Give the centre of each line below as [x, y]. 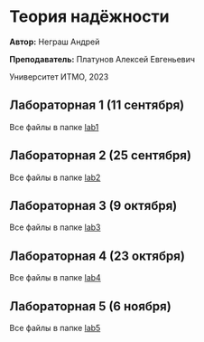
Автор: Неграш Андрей [55, 42]
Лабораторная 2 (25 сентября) [101, 156]
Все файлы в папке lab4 [55, 278]
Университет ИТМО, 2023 [59, 76]
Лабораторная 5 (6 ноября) [90, 306]
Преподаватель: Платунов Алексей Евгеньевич [102, 59]
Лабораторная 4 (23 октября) [97, 256]
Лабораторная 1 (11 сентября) [97, 105]
